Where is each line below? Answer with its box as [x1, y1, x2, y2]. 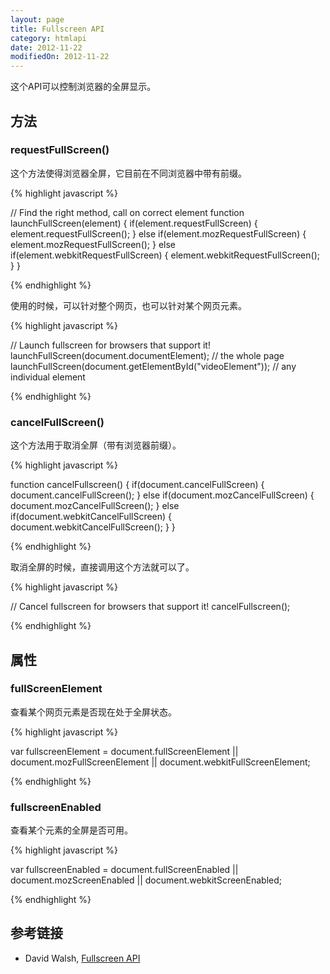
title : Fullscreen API [10, 24, 105, 34]
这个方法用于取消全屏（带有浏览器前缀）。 [10, 439, 182, 451]
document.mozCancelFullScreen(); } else [10, 500, 180, 512]
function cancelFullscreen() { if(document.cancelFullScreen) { [10, 479, 265, 491]
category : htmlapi [10, 33, 87, 43]
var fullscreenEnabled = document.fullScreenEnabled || [10, 864, 239, 876]
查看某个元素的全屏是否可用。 [10, 824, 133, 836]
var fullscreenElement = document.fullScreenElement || [10, 745, 239, 757]
